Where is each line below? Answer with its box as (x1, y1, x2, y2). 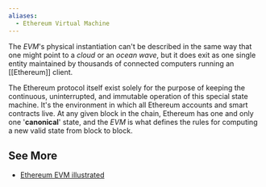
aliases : (8, 11, 38, 20)
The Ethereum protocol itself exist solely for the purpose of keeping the (8, 82, 246, 93)
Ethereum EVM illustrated (19, 170, 105, 180)
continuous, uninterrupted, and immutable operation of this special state (8, 91, 248, 101)
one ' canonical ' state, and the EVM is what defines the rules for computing (8, 117, 258, 127)
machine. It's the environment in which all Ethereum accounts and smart (8, 100, 248, 110)
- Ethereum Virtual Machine (15, 19, 110, 27)
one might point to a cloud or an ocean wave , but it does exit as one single (8, 50, 256, 60)
